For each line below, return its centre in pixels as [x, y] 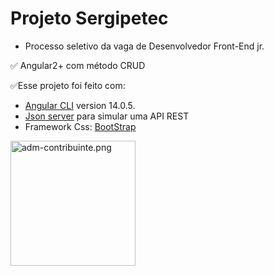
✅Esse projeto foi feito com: [68, 85]
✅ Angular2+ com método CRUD [78, 65]
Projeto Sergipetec [89, 18]
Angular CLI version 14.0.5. [80, 105]
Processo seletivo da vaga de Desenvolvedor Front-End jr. [144, 46]
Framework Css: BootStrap [80, 126]
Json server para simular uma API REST [107, 116]
